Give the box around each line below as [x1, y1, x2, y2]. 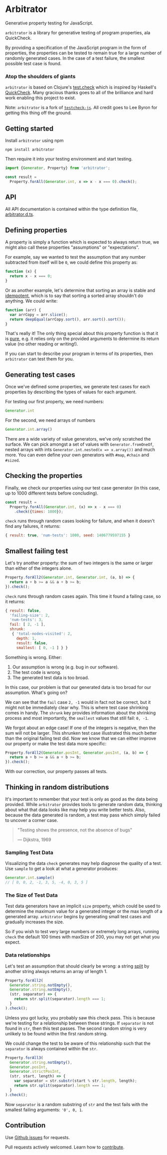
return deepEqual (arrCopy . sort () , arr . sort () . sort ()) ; [9, 317, 126, 322]
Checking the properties [5, 472, 83, 480]
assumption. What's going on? [5, 689, 68, 695]
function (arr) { [5, 308, 41, 313]
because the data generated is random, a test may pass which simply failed [5, 812, 161, 818]
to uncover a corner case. [5, 818, 58, 824]
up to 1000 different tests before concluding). [5, 490, 99, 496]
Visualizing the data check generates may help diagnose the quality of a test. [5, 860, 162, 866]
